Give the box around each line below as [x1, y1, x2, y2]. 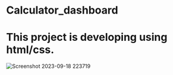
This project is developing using [6, 31, 168, 44]
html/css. [6, 43, 55, 57]
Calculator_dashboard [6, 4, 118, 17]
